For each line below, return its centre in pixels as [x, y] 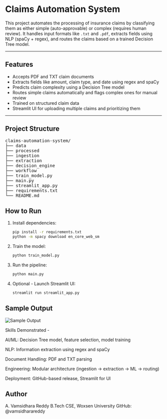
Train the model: [29, 246]
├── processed [22, 150]
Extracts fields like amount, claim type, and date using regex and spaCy [86, 82]
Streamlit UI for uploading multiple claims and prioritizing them [76, 108]
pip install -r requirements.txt [47, 232]
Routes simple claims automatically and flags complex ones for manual [85, 92]
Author [16, 394]
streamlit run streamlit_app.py [46, 293]
